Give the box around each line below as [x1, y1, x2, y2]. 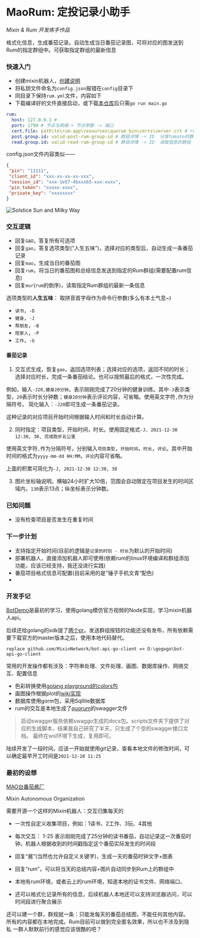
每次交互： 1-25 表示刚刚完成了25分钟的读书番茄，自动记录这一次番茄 [14, 833, 186, 840]
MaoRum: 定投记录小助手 [6, 5, 130, 19]
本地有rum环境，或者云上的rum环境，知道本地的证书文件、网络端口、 [14, 878, 186, 885]
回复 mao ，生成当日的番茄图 [14, 259, 81, 266]
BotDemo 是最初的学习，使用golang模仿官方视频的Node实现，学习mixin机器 [6, 607, 192, 613]
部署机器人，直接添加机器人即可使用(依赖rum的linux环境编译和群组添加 [14, 554, 189, 561]
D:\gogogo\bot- [147, 646, 185, 652]
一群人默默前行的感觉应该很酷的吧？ [12, 926, 102, 933]
